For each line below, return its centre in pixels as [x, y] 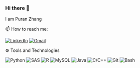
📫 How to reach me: [27, 29]
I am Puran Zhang [24, 19]
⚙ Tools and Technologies [32, 50]
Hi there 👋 [18, 8]
